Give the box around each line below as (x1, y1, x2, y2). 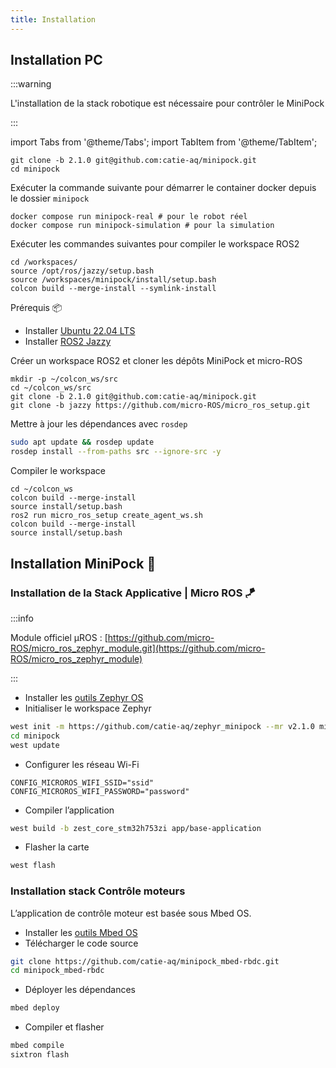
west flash (10, 861, 56, 871)
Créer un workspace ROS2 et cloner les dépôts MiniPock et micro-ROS (10, 355, 303, 367)
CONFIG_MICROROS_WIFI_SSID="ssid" (10, 777, 155, 788)
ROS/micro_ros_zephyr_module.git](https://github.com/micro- (10, 642, 266, 654)
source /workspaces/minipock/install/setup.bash (10, 275, 217, 285)
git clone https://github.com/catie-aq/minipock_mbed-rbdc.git (10, 956, 280, 966)
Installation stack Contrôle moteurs (10, 884, 186, 898)
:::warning (10, 78, 52, 90)
